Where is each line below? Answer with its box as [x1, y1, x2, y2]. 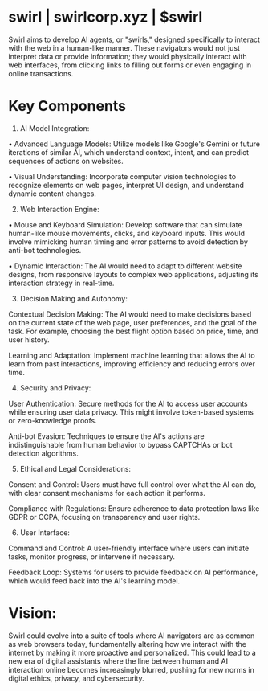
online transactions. [8, 68, 74, 78]
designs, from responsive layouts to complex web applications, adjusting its [8, 269, 258, 279]
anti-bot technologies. [8, 245, 82, 255]
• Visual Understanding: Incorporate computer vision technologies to [8, 171, 237, 181]
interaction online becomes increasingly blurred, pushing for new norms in [8, 664, 254, 674]
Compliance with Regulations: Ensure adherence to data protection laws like [8, 503, 260, 513]
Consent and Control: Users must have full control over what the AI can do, [8, 479, 257, 489]
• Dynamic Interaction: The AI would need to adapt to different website [8, 261, 242, 271]
